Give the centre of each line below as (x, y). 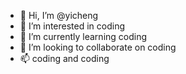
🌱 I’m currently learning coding (83, 36)
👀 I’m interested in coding (72, 26)
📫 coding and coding (64, 58)
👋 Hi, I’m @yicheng (59, 15)
